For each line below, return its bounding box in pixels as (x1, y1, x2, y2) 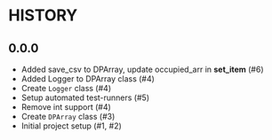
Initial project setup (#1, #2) (20, 121, 122, 131)
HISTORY (8, 5, 78, 26)
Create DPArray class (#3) (20, 112, 116, 121)
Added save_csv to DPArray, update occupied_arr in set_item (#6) (20, 64, 264, 74)
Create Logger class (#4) (20, 83, 112, 93)
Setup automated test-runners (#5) (20, 92, 150, 103)
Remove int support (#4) (20, 102, 112, 112)
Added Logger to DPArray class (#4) (20, 74, 155, 84)
